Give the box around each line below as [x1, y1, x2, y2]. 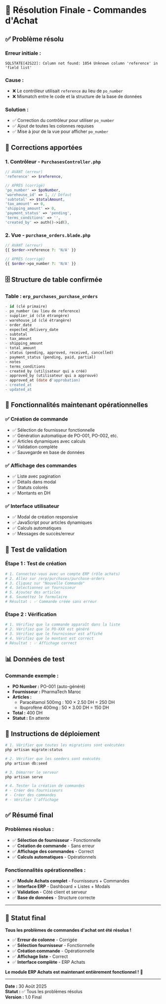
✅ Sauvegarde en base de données [12, 449, 85, 455]
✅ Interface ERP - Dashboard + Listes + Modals [12, 883, 110, 889]
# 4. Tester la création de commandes [5, 783, 85, 788]
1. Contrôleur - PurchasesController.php [5, 158, 101, 165]
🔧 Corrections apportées [5, 143, 83, 152]
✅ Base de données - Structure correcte [12, 894, 95, 900]
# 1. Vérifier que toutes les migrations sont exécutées [5, 743, 125, 748]
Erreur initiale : [5, 50, 41, 57]
